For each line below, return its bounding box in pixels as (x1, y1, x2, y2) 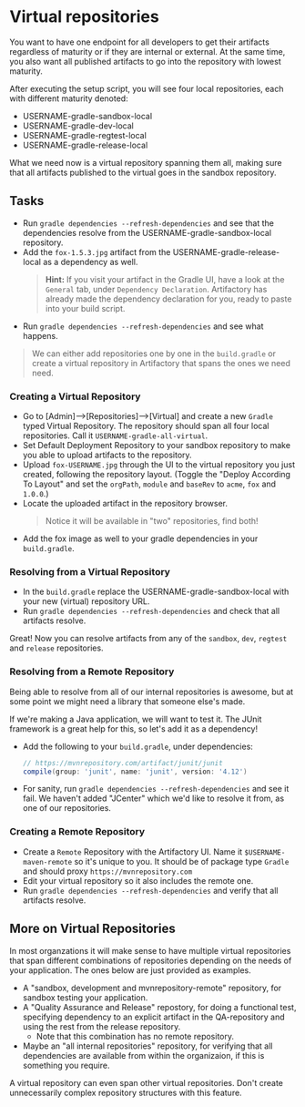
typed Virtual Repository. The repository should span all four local (22, 421, 269, 432)
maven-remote (22, 857, 73, 866)
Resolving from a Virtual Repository (9, 565, 171, 578)
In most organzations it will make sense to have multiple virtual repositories (9, 945, 291, 956)
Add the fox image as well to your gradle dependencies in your (22, 533, 259, 544)
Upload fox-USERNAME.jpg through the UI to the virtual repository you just (22, 459, 296, 470)
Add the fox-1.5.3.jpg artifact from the (22, 246, 171, 257)
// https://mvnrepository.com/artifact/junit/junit (22, 758, 223, 767)
